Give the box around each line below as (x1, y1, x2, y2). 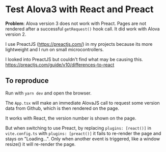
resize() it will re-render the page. (5, 141, 76, 147)
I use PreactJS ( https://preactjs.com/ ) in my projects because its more (5, 41, 153, 47)
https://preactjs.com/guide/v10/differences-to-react (5, 62, 115, 68)
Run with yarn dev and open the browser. (5, 90, 92, 96)
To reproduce (5, 76, 49, 85)
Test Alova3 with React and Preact (5, 4, 154, 15)
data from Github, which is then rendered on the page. (5, 105, 120, 111)
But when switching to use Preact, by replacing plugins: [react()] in (5, 125, 152, 131)
